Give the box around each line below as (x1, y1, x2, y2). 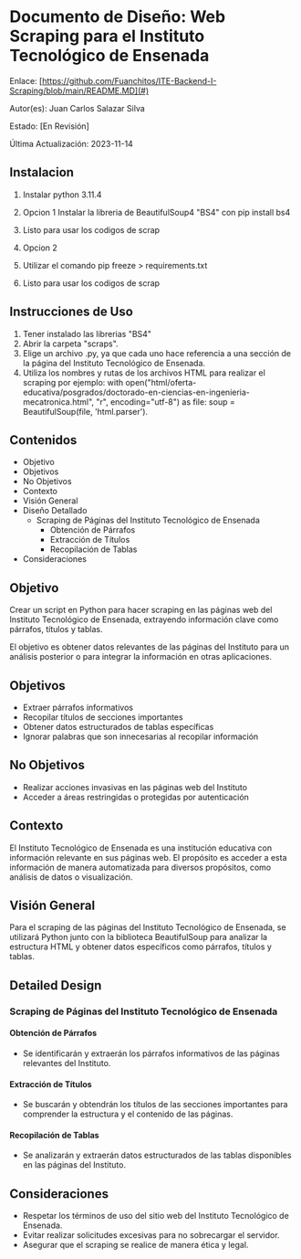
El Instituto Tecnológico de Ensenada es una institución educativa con (9, 842, 272, 853)
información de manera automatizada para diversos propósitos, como (9, 862, 272, 873)
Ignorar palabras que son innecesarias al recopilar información (22, 731, 259, 742)
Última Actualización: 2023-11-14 (9, 138, 134, 149)
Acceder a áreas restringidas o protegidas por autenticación (22, 791, 249, 802)
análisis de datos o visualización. (9, 871, 133, 883)
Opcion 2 (22, 242, 57, 253)
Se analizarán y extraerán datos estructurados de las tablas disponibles (22, 1149, 292, 1161)
